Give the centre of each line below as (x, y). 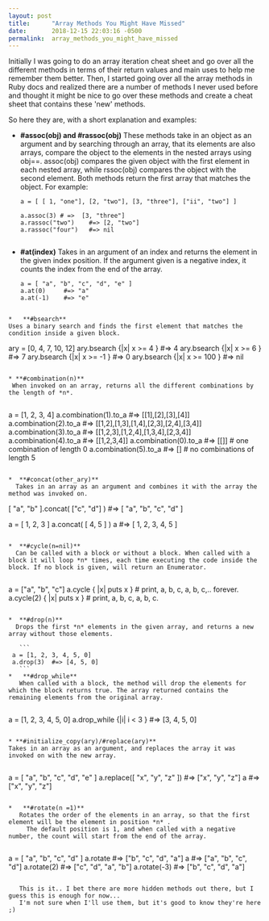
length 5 (22, 458)
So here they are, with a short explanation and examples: (103, 120)
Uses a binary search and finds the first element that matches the (126, 327)
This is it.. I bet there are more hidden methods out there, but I (136, 889)
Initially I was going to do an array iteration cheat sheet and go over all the (131, 61)
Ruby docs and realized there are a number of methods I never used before (133, 87)
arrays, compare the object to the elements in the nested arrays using (136, 153)
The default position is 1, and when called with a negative (131, 829)
